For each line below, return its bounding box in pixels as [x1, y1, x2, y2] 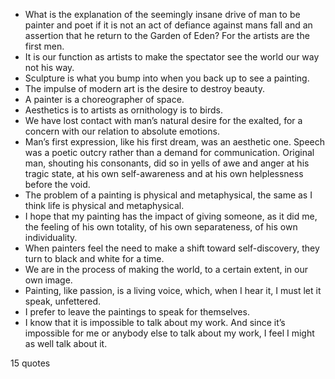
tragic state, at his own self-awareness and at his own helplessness [24, 168, 304, 179]
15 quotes [10, 357, 51, 369]
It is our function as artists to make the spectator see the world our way [24, 51, 320, 63]
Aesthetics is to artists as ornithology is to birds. [24, 104, 223, 116]
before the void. [24, 179, 91, 190]
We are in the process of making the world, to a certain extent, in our [24, 264, 308, 275]
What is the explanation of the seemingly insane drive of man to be [24, 9, 301, 20]
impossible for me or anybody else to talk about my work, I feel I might [24, 327, 315, 339]
